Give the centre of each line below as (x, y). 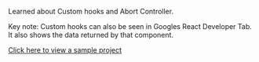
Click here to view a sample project (65, 50)
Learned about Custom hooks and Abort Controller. (91, 11)
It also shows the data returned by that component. (91, 35)
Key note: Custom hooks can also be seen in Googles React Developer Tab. (130, 26)
